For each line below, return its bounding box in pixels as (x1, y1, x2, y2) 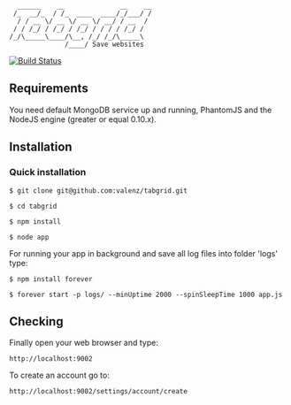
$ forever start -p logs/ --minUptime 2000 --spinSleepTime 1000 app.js (9, 290, 283, 299)
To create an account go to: (9, 370, 111, 381)
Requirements (9, 81, 88, 96)
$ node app (9, 233, 50, 241)
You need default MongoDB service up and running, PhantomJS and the (9, 104, 272, 115)
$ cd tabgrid (9, 202, 57, 210)
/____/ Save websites (65, 40, 144, 49)
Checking (9, 314, 64, 329)
